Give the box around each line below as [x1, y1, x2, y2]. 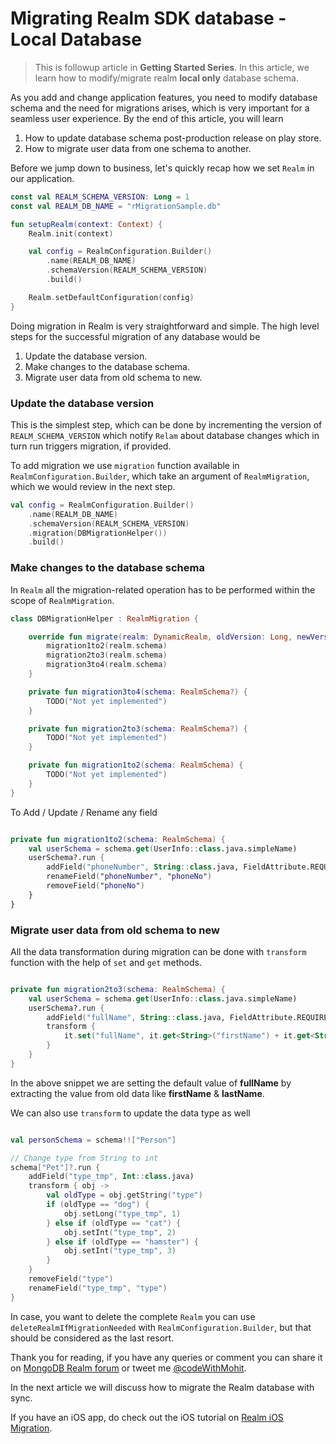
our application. [10, 172, 75, 184]
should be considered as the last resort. [10, 1332, 175, 1344]
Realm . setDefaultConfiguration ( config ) [28, 292, 195, 302]
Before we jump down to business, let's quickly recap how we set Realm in [10, 162, 315, 174]
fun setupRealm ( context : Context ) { [10, 219, 163, 229]
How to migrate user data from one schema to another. [24, 142, 252, 154]
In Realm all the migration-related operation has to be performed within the [10, 583, 316, 596]
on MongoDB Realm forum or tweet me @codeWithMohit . [10, 1362, 247, 1374]
